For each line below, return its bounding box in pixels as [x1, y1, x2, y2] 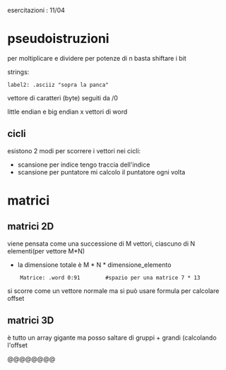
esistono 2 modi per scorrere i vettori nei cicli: [7, 146, 141, 155]
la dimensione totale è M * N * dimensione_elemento [17, 261, 172, 269]
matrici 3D [7, 314, 54, 327]
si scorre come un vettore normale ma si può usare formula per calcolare [7, 286, 220, 295]
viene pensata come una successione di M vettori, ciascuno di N [7, 239, 196, 248]
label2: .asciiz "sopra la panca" [7, 81, 109, 88]
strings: [7, 67, 30, 76]
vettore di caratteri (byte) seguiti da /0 [7, 93, 119, 102]
